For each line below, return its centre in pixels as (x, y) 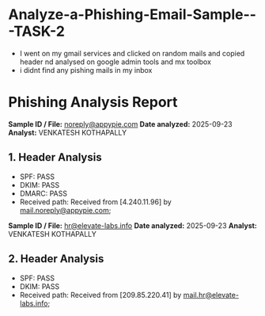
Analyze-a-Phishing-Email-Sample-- (132, 15)
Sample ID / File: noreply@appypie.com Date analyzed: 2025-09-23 (120, 124)
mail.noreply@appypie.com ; (65, 210)
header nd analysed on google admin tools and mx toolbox (115, 62)
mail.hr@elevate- (211, 295)
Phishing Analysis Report (93, 103)
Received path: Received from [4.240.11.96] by (95, 202)
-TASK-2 (37, 31)
